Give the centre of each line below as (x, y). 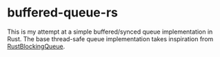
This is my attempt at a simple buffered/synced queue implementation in (110, 32)
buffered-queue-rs (63, 13)
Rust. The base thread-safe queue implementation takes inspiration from (110, 38)
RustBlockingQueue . (36, 46)
